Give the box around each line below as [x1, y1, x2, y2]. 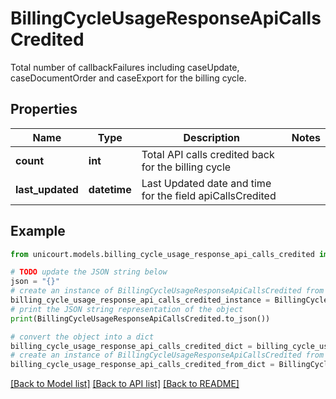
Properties [10, 101, 78, 118]
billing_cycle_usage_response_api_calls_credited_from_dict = [10, 360, 275, 370]
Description [183, 130, 240, 144]
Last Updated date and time [141, 176, 272, 190]
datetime [88, 182, 132, 196]
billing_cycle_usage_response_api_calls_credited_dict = [10, 341, 253, 351]
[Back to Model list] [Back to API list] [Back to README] [10, 378, 240, 390]
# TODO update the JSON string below [10, 267, 168, 277]
